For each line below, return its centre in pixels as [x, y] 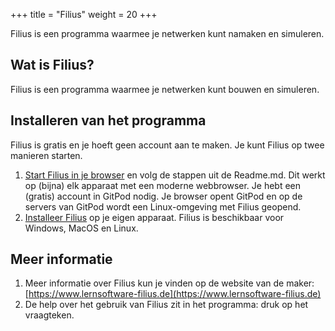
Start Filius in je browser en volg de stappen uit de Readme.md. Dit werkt [175, 175]
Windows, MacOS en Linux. [81, 228]
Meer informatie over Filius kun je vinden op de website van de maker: [169, 283]
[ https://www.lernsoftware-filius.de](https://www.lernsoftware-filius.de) [173, 294]
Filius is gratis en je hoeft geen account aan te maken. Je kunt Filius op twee [167, 145]
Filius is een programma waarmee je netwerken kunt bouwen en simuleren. [165, 89]
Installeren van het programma [108, 120]
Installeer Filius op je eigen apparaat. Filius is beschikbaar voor [154, 217]
